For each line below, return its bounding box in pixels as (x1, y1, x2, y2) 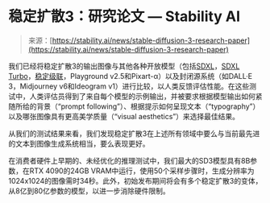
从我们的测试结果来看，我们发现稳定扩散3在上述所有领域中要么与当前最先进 (8, 128, 260, 138)
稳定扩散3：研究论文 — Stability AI (8, 7, 240, 26)
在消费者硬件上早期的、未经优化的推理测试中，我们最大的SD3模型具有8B (8, 155, 251, 165)
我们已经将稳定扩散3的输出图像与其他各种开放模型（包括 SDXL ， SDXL (8, 61, 240, 71)
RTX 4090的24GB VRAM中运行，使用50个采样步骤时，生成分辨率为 (29, 166, 255, 176)
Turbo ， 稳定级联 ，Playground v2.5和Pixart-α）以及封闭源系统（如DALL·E (8, 71, 253, 81)
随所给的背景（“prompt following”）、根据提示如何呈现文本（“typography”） (8, 101, 260, 111)
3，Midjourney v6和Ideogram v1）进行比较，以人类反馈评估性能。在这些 (8, 81, 250, 91)
